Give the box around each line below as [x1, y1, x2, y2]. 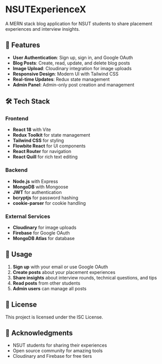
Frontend [5, 115, 29, 122]
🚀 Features [5, 41, 40, 50]
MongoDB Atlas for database [12, 235, 75, 242]
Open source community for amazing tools [12, 348, 103, 354]
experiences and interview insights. [5, 26, 80, 32]
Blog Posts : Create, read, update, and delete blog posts [12, 60, 130, 66]
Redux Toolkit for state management [12, 132, 90, 138]
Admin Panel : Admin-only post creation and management [12, 81, 134, 88]
